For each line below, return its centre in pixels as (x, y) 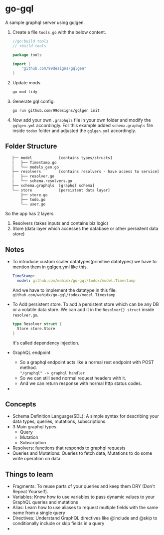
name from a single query (39, 513)
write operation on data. (37, 459)
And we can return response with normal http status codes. (81, 383)
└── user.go (33, 204)
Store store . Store (36, 329)
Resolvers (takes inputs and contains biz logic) (60, 223)
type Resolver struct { (37, 324)
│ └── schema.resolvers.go (42, 181)
